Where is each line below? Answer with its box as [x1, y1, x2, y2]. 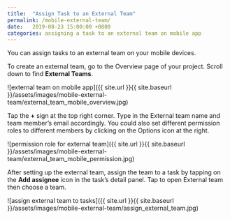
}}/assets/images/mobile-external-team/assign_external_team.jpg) [7, 204, 199, 213]
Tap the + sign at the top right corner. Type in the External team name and [7, 112, 221, 120]
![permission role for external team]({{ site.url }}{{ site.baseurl [7, 140, 185, 149]
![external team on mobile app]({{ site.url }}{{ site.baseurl [7, 83, 172, 91]
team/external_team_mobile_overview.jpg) [7, 98, 129, 107]
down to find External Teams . [7, 70, 93, 78]
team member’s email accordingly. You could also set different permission [7, 119, 220, 128]
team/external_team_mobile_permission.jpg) [7, 155, 135, 163]
